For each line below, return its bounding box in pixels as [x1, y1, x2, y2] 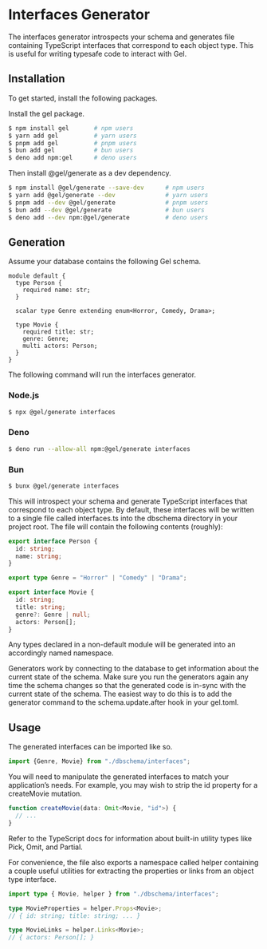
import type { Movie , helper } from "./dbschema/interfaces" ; [8, 890, 219, 898]
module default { [8, 272, 66, 280]
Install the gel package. [8, 109, 85, 118]
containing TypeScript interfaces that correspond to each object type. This [8, 40, 253, 49]
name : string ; [15, 552, 62, 560]
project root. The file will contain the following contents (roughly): [8, 521, 223, 532]
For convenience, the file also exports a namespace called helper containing [8, 857, 259, 867]
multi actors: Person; [22, 342, 98, 350]
